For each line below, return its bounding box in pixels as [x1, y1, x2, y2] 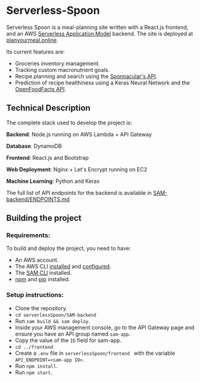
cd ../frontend [14, 344, 54, 350]
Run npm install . [14, 362, 58, 369]
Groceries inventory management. [14, 60, 101, 67]
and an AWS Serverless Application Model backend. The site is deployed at [6, 30, 193, 37]
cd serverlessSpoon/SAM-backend [14, 312, 96, 318]
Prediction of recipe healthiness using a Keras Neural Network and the [14, 79, 190, 86]
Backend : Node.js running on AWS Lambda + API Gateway [6, 130, 152, 138]
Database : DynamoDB [6, 142, 62, 150]
